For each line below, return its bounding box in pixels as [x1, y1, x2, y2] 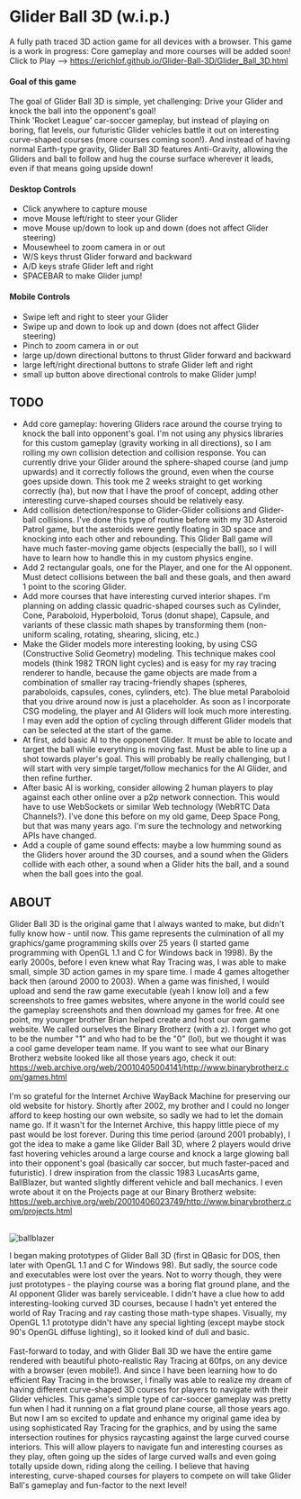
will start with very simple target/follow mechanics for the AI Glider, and [22, 763, 288, 774]
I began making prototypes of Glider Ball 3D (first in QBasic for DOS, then [9, 1250, 281, 1261]
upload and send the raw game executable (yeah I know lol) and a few [9, 986, 270, 996]
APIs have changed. [22, 831, 97, 841]
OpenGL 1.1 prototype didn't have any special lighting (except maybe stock [9, 1317, 286, 1328]
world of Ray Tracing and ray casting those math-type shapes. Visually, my [9, 1308, 288, 1319]
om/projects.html [9, 1205, 73, 1217]
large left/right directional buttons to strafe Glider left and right [22, 359, 253, 370]
